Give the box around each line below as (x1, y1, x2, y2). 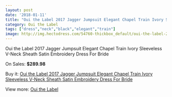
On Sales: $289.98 (5, 61, 46, 67)
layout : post (5, 7, 33, 13)
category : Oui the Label (5, 22, 58, 27)
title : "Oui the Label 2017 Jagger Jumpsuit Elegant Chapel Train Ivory (5, 17, 164, 22)
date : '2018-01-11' (5, 12, 47, 17)
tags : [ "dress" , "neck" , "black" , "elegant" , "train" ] (5, 27, 116, 32)
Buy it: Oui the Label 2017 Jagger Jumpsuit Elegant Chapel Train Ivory (5, 71, 153, 77)
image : (5, 31, 19, 36)
